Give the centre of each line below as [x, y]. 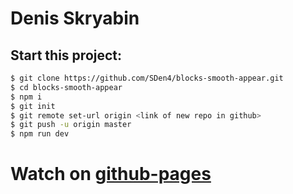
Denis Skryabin [75, 18]
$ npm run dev [40, 134]
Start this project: [66, 55]
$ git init [33, 106]
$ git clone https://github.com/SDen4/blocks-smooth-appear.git [147, 78]
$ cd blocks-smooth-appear [66, 87]
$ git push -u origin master [71, 125]
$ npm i [26, 97]
